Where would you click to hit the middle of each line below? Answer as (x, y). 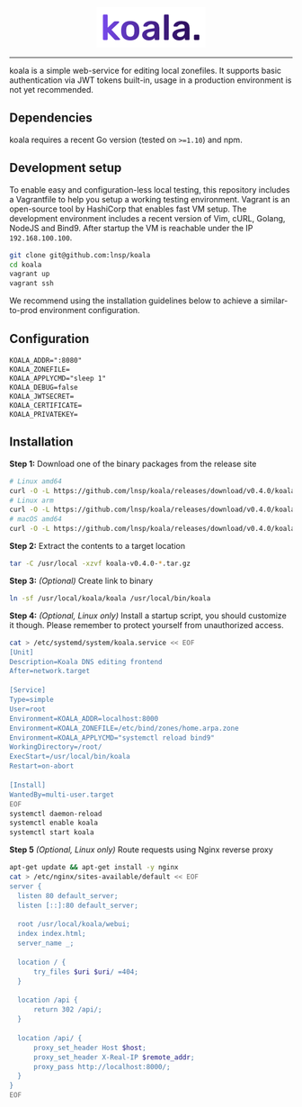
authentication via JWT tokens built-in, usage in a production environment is (151, 80)
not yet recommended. (52, 90)
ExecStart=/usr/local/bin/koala (70, 757)
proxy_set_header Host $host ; (89, 1048)
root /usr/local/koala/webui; (74, 924)
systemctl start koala (52, 832)
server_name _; (46, 943)
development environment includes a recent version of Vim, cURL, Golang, (147, 218)
